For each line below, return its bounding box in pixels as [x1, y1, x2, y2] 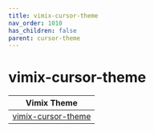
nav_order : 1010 [8, 19, 63, 27]
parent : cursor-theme [8, 34, 81, 42]
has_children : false [8, 26, 78, 34]
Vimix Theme [25, 98, 78, 109]
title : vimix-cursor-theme [8, 11, 99, 20]
